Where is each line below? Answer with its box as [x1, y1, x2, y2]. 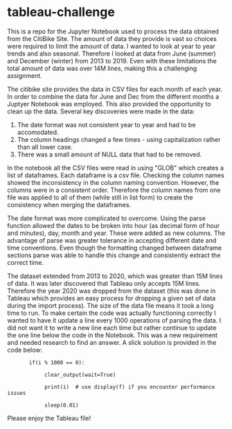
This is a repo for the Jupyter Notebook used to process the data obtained [7, 27, 220, 35]
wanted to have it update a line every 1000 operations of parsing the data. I [7, 316, 222, 324]
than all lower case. [17, 143, 73, 151]
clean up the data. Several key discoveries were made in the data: [7, 107, 195, 115]
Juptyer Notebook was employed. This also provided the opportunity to [7, 99, 211, 108]
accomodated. [17, 128, 59, 136]
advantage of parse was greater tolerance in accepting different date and [7, 236, 217, 244]
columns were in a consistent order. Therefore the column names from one [7, 186, 221, 194]
